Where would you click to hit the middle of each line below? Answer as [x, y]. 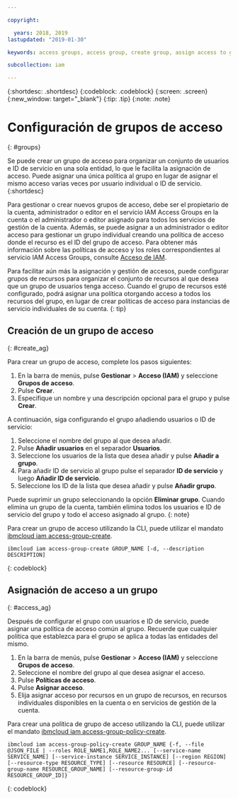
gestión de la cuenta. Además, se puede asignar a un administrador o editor [118, 227]
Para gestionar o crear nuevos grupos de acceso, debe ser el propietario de [118, 205]
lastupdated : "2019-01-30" [47, 40]
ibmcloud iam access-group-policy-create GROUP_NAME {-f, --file [106, 744]
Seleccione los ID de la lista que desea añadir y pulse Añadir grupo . [117, 485]
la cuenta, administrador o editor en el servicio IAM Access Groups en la [113, 212]
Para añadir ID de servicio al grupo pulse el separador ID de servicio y [120, 470]
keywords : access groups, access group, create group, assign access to [117, 52]
